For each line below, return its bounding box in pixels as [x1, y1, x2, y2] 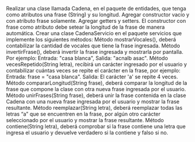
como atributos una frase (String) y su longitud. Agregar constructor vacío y [6, 11, 190, 18]
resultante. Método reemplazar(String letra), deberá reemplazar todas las [6, 105, 183, 111]
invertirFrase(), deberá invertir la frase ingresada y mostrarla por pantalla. [6, 49, 183, 55]
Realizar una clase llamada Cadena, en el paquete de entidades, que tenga [6, 5, 186, 12]
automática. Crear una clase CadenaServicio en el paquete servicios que [6, 30, 182, 37]
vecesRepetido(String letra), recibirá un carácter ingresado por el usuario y [6, 61, 187, 68]
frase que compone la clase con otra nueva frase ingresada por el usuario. [6, 86, 186, 92]
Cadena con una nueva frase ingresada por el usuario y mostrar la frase [6, 98, 180, 105]
